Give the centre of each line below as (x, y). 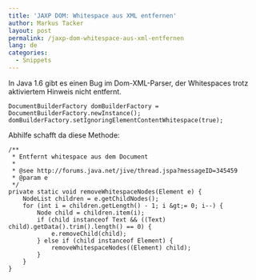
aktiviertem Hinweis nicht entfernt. (65, 91)
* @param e (30, 178)
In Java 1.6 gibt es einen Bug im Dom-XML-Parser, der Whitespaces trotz (128, 83)
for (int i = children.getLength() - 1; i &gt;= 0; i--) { (123, 206)
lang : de (23, 46)
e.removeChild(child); (89, 234)
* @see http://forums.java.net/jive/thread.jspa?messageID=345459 (125, 170)
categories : (28, 53)
